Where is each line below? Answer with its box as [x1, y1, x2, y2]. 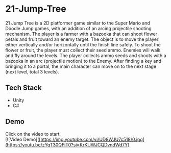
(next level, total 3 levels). [5, 68, 60, 74]
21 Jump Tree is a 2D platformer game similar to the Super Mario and [5, 20, 151, 26]
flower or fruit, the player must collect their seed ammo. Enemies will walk [5, 47, 161, 53]
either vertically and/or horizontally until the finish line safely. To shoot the [5, 41, 161, 47]
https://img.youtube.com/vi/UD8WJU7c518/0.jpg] [40, 136, 144, 142]
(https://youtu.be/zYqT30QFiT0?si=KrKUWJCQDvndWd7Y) [5, 141, 130, 148]
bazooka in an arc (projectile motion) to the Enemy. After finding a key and [5, 58, 162, 64]
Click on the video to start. [5, 131, 61, 137]
